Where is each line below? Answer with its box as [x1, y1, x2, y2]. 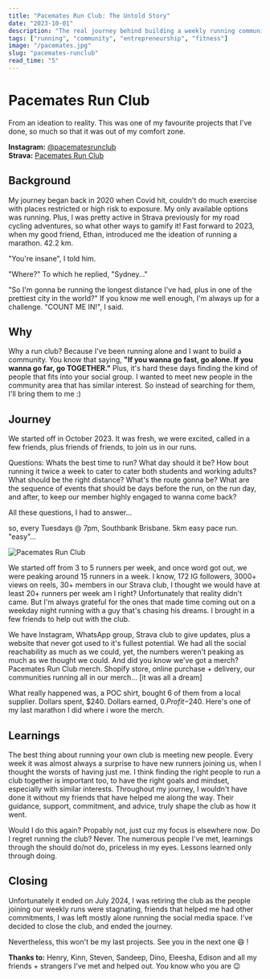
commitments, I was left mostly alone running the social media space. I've [8, 912, 253, 922]
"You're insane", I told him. [8, 253, 96, 263]
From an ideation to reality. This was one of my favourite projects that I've [8, 117, 252, 127]
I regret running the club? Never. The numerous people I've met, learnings [8, 834, 253, 844]
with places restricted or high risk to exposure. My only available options [8, 204, 249, 213]
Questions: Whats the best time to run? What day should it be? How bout [8, 458, 249, 467]
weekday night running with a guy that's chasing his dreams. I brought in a [8, 606, 256, 615]
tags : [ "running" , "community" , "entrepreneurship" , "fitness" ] [8, 34, 228, 43]
